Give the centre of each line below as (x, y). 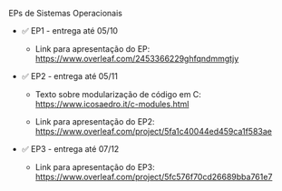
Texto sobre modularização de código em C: (118, 94)
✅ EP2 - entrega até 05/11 (70, 76)
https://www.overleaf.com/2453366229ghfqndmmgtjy (137, 59)
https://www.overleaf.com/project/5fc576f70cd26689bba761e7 (154, 177)
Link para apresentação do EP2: (95, 121)
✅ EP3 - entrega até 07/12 (70, 149)
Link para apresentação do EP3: (95, 167)
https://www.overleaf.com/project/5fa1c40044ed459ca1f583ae (154, 131)
